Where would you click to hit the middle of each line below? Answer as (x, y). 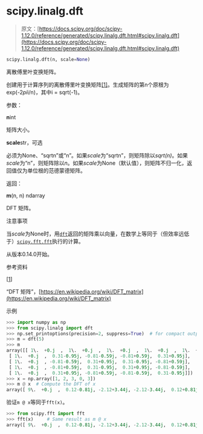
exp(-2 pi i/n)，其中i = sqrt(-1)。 (45, 92)
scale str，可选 (24, 142)
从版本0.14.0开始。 (30, 254)
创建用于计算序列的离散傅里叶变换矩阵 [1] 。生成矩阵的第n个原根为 (88, 84)
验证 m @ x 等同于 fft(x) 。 (37, 402)
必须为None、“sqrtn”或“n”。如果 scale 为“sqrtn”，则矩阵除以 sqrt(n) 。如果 (97, 155)
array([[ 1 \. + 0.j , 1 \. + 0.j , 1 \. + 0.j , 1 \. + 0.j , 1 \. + (102, 350)
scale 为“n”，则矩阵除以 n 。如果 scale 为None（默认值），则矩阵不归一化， (97, 163)
